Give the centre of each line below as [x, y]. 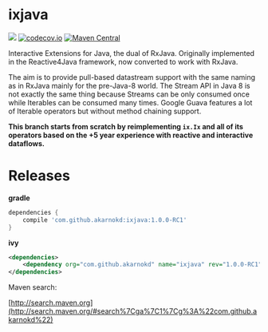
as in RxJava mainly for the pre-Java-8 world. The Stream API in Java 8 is [129, 85]
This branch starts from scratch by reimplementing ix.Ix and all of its [126, 126]
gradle [19, 198]
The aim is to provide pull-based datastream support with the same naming [132, 77]
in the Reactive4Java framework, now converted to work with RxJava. [123, 61]
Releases [39, 176]
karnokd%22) [31, 320]
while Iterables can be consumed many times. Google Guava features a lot [130, 102]
